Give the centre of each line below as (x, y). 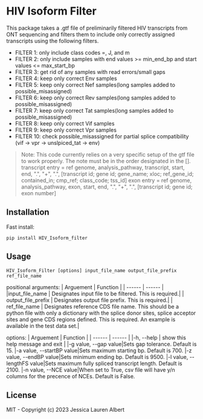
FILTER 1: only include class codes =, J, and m (72, 52)
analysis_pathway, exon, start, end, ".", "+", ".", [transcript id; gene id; (107, 187)
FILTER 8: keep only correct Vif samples (65, 123)
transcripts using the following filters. (53, 41)
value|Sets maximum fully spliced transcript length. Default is (106, 363)
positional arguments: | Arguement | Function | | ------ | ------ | (85, 287)
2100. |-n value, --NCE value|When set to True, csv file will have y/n (91, 370)
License (21, 395)
